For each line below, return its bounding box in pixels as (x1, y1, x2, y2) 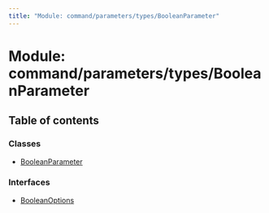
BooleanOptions (20, 195, 75, 205)
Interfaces (8, 176, 50, 188)
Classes (8, 138, 41, 150)
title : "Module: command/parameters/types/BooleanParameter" (8, 11, 220, 20)
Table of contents (8, 114, 99, 128)
